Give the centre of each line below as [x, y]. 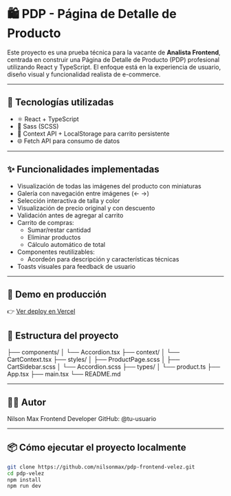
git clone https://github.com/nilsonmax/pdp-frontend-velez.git [101, 467]
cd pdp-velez [26, 473]
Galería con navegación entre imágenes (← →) [83, 193]
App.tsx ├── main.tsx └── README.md [64, 374]
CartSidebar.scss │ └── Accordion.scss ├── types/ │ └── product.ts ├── [114, 367]
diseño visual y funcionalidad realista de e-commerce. [84, 74]
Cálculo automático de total [66, 244]
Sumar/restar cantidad [59, 230]
